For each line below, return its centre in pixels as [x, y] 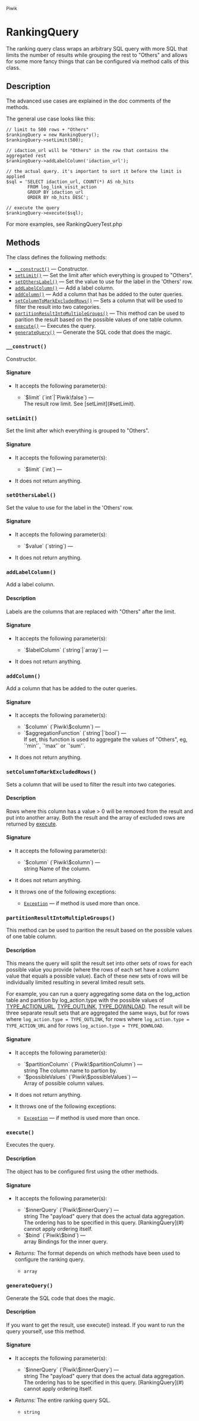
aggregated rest [26, 156]
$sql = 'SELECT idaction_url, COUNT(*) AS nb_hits [70, 182]
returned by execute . [32, 824]
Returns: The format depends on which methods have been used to [97, 1253]
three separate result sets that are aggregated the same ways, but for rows [98, 1013]
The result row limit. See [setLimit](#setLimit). [79, 404]
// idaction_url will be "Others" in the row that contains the [87, 150]
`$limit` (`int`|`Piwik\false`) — [59, 398]
